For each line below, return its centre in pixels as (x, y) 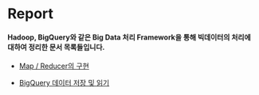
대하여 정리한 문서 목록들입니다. (56, 47)
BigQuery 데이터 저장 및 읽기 (64, 83)
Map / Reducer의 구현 (54, 66)
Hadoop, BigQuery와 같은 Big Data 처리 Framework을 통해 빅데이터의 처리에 (129, 37)
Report (30, 14)
